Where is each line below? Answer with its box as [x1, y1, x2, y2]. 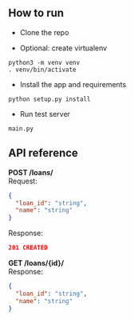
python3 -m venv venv [8, 58, 81, 66]
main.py [8, 124, 34, 133]
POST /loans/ [8, 167, 53, 177]
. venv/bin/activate [8, 66, 77, 74]
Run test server [19, 109, 70, 118]
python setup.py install [8, 95, 91, 103]
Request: [8, 176, 37, 186]
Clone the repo [19, 27, 69, 37]
